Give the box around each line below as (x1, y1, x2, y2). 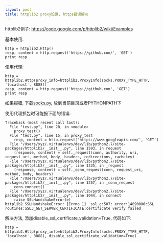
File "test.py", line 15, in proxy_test (9, 133, 93, 138)
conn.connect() (14, 184, 45, 189)
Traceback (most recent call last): (5, 120, 80, 125)
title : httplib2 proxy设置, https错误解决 (5, 12, 89, 17)
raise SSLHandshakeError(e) (14, 197, 71, 202)
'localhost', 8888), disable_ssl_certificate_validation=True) (5, 233, 137, 238)
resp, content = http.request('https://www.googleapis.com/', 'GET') (14, 137, 159, 142)
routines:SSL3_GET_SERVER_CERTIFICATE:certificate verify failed (5, 206, 141, 211)
